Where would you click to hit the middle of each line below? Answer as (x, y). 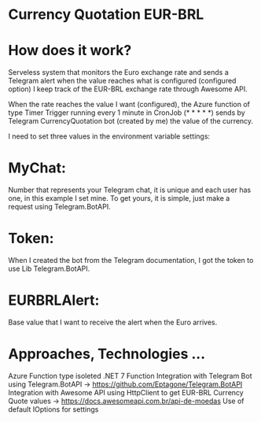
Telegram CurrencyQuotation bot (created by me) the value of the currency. (131, 121)
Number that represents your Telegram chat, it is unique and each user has (130, 190)
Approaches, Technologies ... (107, 354)
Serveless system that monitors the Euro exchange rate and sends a (119, 72)
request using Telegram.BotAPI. (60, 207)
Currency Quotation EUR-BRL (106, 15)
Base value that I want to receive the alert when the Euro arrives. (113, 322)
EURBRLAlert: (54, 300)
